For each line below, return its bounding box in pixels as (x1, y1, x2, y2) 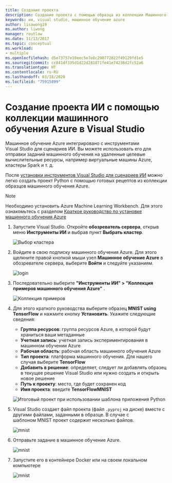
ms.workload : (5, 46, 33, 51)
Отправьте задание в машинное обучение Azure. (12, 437, 121, 443)
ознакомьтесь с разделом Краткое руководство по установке (5, 208, 142, 214)
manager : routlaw (5, 31, 43, 36)
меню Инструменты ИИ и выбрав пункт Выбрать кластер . (12, 229, 144, 235)
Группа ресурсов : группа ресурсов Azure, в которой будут (20, 326, 151, 332)
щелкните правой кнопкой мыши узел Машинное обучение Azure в (12, 254, 163, 261)
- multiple (5, 50, 29, 55)
